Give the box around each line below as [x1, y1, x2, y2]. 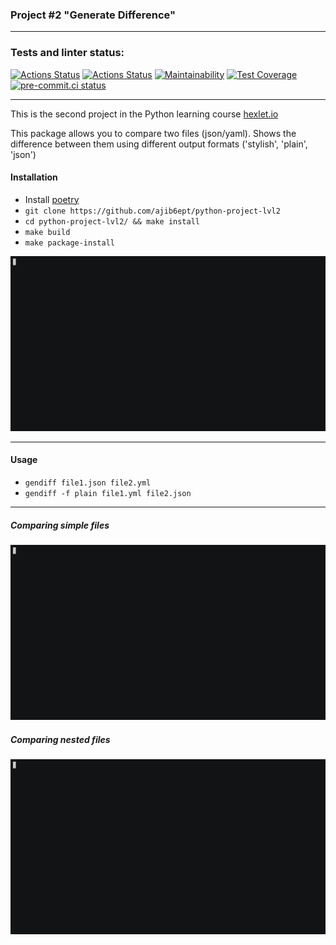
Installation [10, 171, 58, 183]
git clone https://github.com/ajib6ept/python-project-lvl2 [24, 206, 281, 216]
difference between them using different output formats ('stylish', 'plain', [10, 138, 308, 150]
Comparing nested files [10, 733, 111, 745]
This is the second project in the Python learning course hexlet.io [10, 108, 279, 120]
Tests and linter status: [10, 46, 125, 60]
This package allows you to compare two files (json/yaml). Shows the [10, 127, 297, 139]
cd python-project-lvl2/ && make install [24, 216, 200, 227]
